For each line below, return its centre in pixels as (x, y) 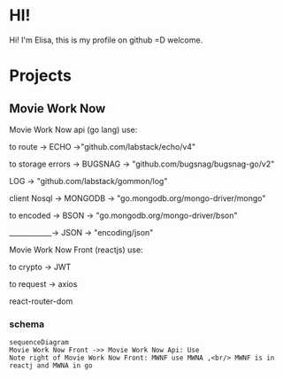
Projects (41, 76)
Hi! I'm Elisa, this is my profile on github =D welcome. (106, 40)
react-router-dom (41, 301)
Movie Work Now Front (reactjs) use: (76, 250)
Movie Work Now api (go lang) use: (73, 129)
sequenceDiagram (39, 343)
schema (27, 324)
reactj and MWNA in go (51, 366)
